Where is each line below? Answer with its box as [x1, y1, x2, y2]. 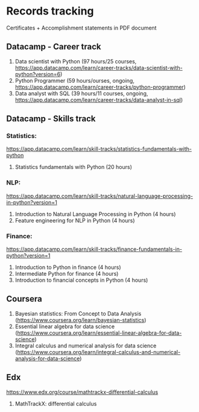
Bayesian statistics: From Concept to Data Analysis [14, 309, 142, 317]
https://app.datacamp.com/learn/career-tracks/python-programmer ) [14, 83, 186, 90]
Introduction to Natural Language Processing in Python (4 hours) [14, 210, 176, 218]
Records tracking [6, 4, 95, 18]
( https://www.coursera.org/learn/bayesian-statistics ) [14, 316, 147, 323]
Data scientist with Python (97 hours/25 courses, [14, 57, 137, 65]
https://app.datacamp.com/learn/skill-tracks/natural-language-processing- [6, 192, 193, 200]
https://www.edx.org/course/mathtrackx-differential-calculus [6, 388, 159, 396]
